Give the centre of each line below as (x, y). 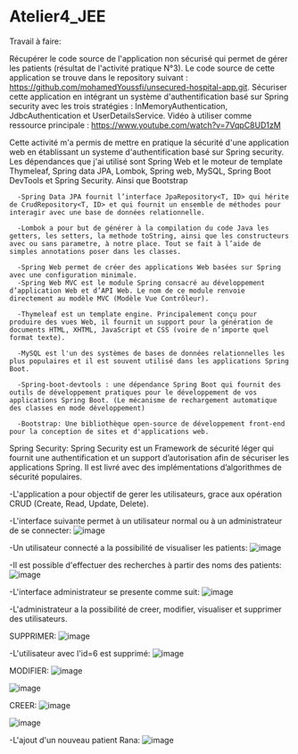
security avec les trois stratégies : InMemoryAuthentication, (119, 106)
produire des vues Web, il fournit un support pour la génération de (141, 322)
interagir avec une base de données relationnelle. (107, 212)
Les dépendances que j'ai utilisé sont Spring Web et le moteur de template (146, 161)
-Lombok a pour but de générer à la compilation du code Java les (143, 228)
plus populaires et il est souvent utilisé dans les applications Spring (149, 361)
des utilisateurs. (38, 618)
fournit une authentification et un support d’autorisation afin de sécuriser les (149, 457)
